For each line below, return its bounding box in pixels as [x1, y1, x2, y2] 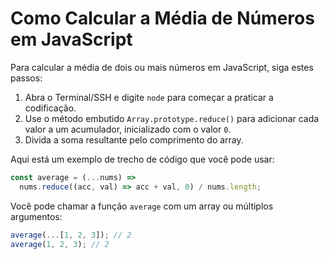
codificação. [24, 102, 77, 114]
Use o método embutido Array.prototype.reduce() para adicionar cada [24, 112, 320, 124]
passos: [10, 72, 43, 84]
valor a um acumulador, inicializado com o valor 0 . [24, 123, 232, 135]
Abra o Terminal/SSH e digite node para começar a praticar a [24, 91, 274, 103]
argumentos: [10, 210, 63, 222]
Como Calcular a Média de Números [10, 7, 315, 30]
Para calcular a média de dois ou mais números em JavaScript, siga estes [10, 61, 314, 73]
